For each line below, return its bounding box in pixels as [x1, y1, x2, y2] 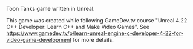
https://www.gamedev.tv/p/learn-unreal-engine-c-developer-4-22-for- [6, 30, 183, 37]
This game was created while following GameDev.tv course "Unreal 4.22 [6, 17, 188, 24]
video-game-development [6, 36, 71, 43]
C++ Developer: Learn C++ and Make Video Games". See [6, 24, 150, 30]
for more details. [72, 36, 114, 43]
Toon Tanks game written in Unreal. [6, 5, 95, 12]
